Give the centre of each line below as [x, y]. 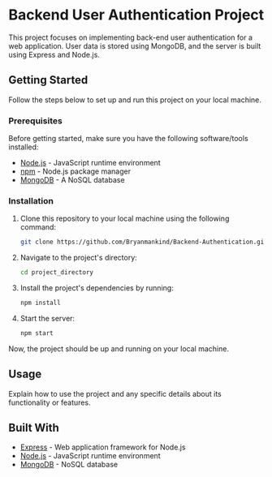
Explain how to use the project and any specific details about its [115, 393]
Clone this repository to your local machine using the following [125, 219]
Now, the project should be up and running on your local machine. [119, 348]
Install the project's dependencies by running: [97, 288]
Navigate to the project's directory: [79, 258]
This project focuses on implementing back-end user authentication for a [131, 37]
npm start [37, 333]
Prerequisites [35, 121]
